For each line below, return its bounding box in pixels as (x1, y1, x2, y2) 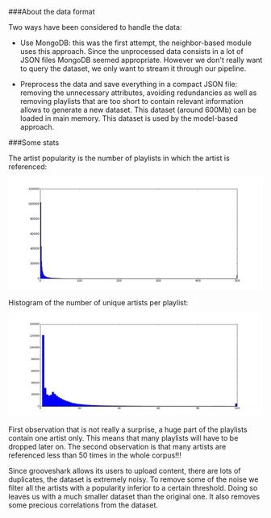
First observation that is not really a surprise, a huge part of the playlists (8, 425, 248, 434)
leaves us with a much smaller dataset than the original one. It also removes (8, 491, 261, 501)
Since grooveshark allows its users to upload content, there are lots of (8, 466, 241, 475)
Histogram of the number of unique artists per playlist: (8, 297, 189, 307)
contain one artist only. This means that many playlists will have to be (8, 433, 239, 442)
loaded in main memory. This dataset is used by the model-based (19, 114, 239, 123)
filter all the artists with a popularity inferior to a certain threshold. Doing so (8, 483, 258, 492)
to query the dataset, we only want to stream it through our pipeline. (19, 64, 247, 73)
